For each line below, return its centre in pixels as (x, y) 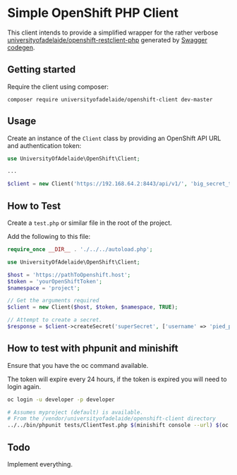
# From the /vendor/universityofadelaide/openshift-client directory (112, 419)
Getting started (42, 69)
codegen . (21, 47)
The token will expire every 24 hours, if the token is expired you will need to (117, 379)
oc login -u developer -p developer (61, 400)
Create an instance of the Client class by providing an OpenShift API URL (114, 138)
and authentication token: (44, 145)
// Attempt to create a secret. (55, 320)
